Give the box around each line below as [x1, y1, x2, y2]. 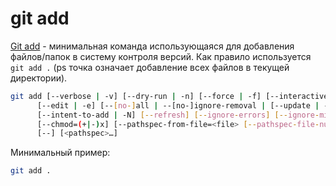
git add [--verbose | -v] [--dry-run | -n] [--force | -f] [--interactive [10, 91, 329, 101]
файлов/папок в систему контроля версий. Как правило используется [10, 50, 312, 62]
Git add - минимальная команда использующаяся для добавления [10, 40, 295, 52]
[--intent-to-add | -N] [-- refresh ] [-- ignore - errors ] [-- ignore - [36, 110, 320, 120]
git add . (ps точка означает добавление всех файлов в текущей [10, 61, 290, 73]
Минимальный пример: [10, 147, 111, 159]
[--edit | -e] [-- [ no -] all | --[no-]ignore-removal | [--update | [36, 100, 320, 111]
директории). [10, 72, 68, 84]
